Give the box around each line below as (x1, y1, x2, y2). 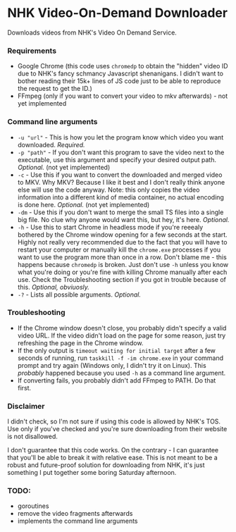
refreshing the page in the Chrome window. (17, 338, 144, 347)
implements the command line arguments (17, 516, 139, 526)
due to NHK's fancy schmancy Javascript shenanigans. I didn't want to (17, 69, 224, 78)
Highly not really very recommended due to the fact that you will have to (17, 237, 228, 246)
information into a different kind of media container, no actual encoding (17, 192, 224, 202)
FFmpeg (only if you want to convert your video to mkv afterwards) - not (17, 92, 228, 100)
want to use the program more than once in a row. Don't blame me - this (17, 252, 227, 261)
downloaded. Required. (17, 140, 86, 149)
